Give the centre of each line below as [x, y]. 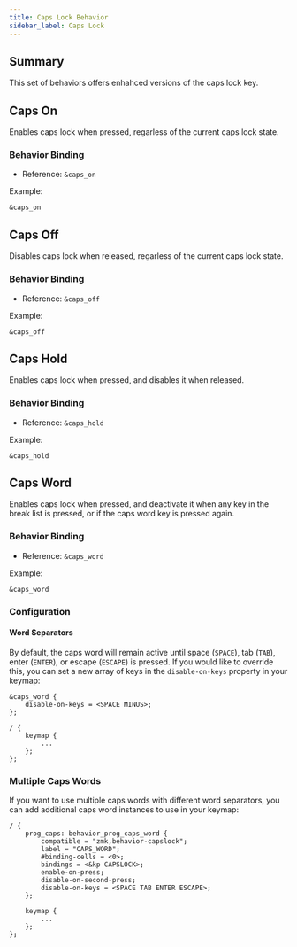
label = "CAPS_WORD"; [81, 850]
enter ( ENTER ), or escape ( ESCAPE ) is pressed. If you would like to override [141, 662]
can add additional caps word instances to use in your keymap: [124, 810]
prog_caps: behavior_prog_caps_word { [96, 834]
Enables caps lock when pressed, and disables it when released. [127, 380]
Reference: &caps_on [59, 175]
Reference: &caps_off [61, 299]
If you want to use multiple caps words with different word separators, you [145, 800]
